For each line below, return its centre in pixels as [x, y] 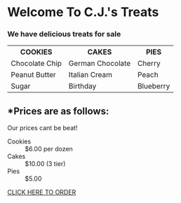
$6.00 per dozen [49, 149]
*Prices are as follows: [58, 111]
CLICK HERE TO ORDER [42, 192]
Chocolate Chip [36, 64]
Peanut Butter [33, 75]
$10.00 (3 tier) [45, 164]
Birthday [82, 86]
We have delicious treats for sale [64, 34]
